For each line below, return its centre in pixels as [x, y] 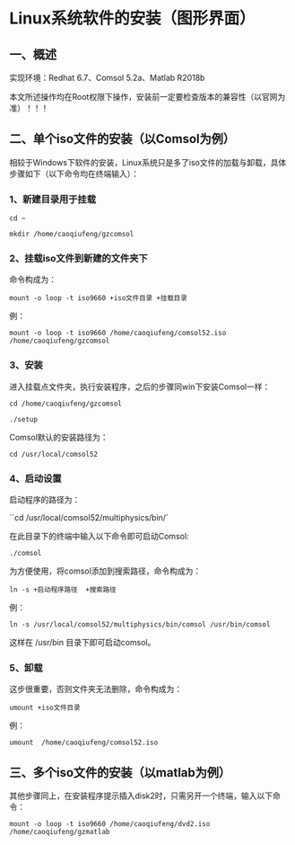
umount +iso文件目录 [45, 708]
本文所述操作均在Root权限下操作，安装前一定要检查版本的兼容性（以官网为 [147, 97]
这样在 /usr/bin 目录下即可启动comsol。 [82, 642]
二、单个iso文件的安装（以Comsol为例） [122, 139]
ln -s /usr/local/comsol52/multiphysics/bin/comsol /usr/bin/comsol [140, 625]
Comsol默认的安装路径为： [59, 437]
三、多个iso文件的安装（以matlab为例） [120, 773]
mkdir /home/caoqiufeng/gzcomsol [72, 235]
